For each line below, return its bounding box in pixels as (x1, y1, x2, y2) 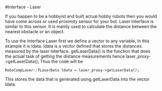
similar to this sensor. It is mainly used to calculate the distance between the (5, 24, 157, 29)
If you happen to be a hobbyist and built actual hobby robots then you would (5, 13, 157, 19)
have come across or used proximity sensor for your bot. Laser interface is (5, 19, 154, 24)
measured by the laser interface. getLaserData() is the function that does (5, 48, 151, 54)
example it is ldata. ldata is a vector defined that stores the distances (5, 43, 142, 49)
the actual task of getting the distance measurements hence (5, 53, 125, 59)
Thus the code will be (40, 59, 83, 64)
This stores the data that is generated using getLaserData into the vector (5, 77, 150, 82)
